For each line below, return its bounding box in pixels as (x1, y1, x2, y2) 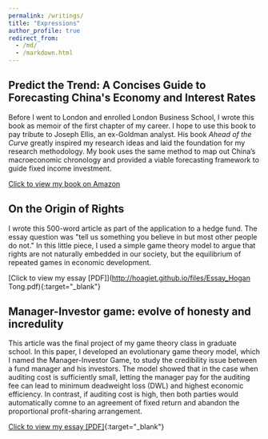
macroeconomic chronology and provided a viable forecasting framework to (8, 155, 260, 164)
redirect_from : (8, 34, 59, 42)
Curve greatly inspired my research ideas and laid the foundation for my (8, 138, 246, 147)
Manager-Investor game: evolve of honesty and (8, 305, 252, 319)
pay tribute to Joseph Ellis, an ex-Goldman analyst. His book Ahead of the (8, 129, 252, 139)
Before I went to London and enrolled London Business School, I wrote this (8, 112, 254, 122)
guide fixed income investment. (8, 163, 112, 173)
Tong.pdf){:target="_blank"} (8, 281, 102, 291)
